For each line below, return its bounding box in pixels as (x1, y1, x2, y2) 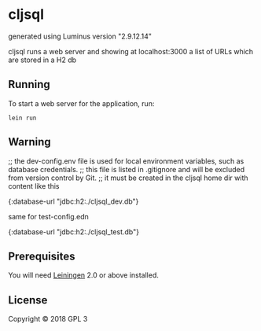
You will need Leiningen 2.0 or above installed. (8, 270, 160, 280)
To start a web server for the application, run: (8, 98, 155, 108)
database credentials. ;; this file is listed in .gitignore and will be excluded (8, 164, 245, 174)
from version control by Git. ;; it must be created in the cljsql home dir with (8, 173, 248, 182)
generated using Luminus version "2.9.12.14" (8, 31, 152, 41)
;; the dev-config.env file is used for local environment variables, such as (8, 156, 244, 166)
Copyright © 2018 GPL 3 (8, 314, 88, 324)
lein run (8, 114, 37, 122)
